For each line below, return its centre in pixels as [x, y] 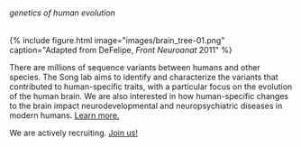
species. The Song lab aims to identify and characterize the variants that [144, 78]
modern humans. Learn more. [64, 115]
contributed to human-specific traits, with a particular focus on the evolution [151, 87]
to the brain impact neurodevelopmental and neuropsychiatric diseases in [146, 106]
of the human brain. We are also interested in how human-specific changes [149, 96]
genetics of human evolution [62, 13]
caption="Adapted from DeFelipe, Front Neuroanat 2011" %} [121, 51]
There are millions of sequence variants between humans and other [135, 68]
